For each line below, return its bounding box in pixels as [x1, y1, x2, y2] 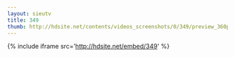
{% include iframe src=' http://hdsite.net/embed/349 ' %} [7, 42, 170, 51]
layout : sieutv [7, 10, 52, 17]
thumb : [7, 23, 27, 30]
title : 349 [7, 17, 39, 24]
